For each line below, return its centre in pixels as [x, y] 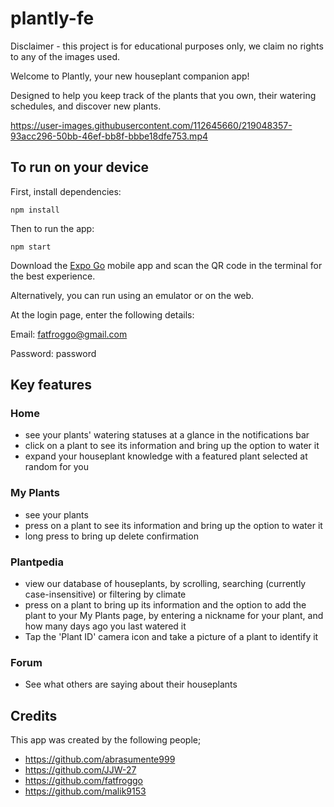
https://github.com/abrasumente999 [100, 759]
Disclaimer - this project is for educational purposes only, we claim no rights [167, 46]
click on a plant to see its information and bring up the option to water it [172, 446]
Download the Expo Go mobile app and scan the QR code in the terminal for [166, 265]
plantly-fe [52, 18]
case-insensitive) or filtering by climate [105, 594]
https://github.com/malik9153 [85, 791]
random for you [57, 467]
